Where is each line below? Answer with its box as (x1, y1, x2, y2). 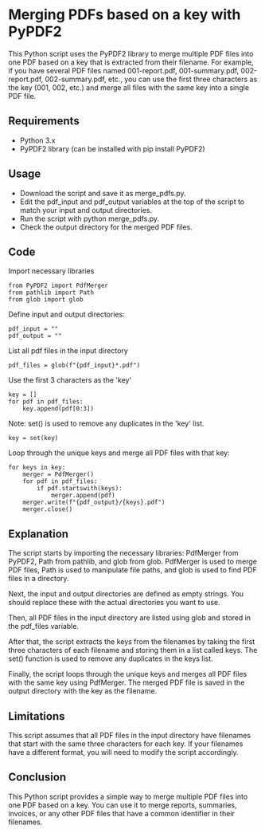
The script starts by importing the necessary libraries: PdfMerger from (8, 548, 239, 558)
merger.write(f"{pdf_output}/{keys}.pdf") (22, 498, 166, 507)
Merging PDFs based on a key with (8, 6, 241, 24)
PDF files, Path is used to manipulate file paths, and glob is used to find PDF (8, 565, 257, 575)
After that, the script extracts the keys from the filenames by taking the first (8, 637, 255, 646)
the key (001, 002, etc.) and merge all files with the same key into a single (8, 82, 249, 92)
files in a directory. (8, 574, 69, 583)
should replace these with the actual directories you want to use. (8, 598, 220, 607)
